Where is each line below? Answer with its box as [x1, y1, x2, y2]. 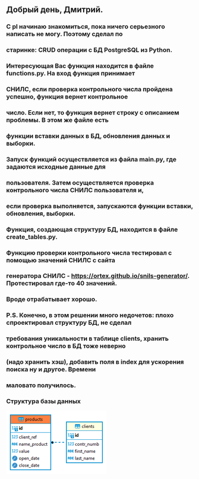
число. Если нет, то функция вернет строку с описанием [6, 109, 179, 116]
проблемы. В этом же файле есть [6, 116, 109, 124]
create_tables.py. [6, 233, 58, 241]
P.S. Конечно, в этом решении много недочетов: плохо [6, 311, 174, 319]
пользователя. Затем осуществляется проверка [6, 178, 154, 186]
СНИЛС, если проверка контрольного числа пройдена [6, 85, 173, 94]
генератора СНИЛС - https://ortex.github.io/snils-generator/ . [6, 272, 190, 280]
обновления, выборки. [6, 209, 76, 217]
